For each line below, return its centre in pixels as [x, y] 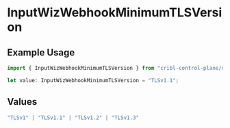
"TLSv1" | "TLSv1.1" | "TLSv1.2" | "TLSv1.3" [73, 118]
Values [22, 102]
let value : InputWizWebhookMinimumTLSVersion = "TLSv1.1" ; [93, 80]
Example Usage [41, 52]
